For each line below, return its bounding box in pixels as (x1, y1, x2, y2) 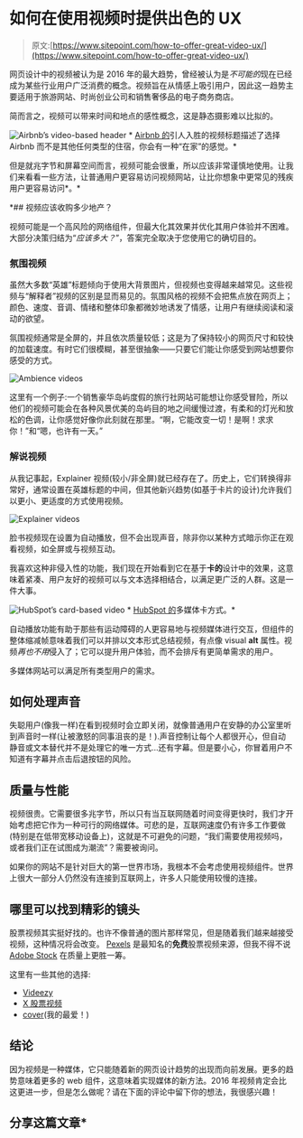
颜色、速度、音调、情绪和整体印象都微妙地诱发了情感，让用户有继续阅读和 (9, 302, 286, 312)
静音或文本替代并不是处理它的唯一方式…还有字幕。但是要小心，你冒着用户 (9, 742, 286, 753)
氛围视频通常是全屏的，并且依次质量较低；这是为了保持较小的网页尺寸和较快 (9, 332, 294, 343)
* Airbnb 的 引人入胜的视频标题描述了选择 (128, 129, 281, 140)
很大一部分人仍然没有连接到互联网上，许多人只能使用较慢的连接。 (16, 872, 262, 883)
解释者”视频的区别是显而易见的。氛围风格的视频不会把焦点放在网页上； (28, 291, 293, 302)
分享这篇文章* (9, 1115, 87, 1131)
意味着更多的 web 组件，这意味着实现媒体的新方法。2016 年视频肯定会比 (16, 1075, 287, 1086)
